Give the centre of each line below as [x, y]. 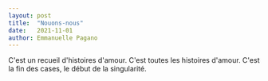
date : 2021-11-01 [41, 30]
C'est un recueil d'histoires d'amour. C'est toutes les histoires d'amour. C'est [134, 60]
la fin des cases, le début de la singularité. [77, 69]
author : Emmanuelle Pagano [53, 38]
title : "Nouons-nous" [46, 23]
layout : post [30, 15]
